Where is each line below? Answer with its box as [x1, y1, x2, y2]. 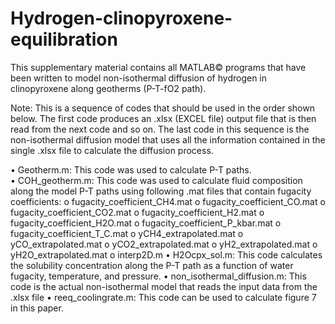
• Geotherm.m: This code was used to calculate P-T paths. [10, 163, 252, 176]
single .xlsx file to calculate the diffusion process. [10, 144, 214, 156]
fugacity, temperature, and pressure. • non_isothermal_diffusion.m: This [10, 270, 307, 282]
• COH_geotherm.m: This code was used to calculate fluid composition [10, 174, 303, 186]
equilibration [10, 28, 118, 51]
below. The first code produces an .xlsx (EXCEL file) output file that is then [10, 112, 317, 124]
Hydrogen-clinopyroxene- [10, 7, 233, 30]
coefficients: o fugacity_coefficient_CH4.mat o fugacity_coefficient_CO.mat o [10, 195, 326, 207]
